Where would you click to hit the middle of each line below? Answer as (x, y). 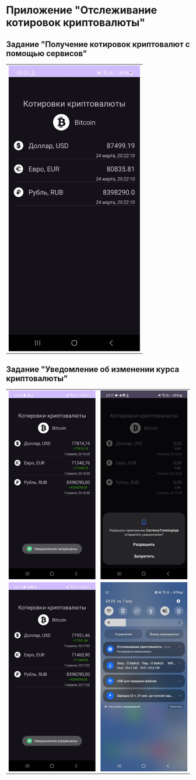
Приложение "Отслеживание (82, 10)
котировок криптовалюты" (76, 23)
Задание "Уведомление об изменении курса (93, 369)
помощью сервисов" (47, 53)
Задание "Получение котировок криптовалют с (98, 44)
